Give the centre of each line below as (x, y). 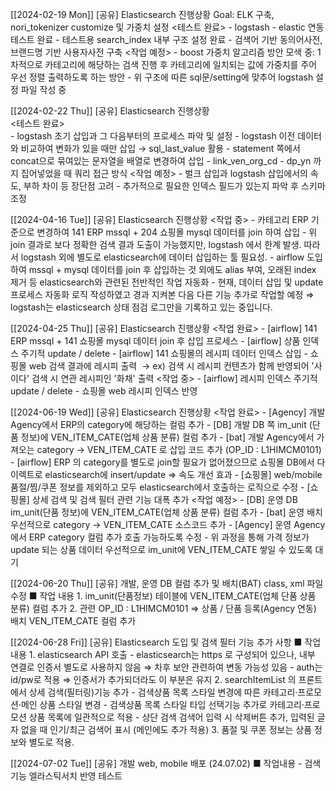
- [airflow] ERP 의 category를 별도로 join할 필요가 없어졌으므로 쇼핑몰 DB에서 (162, 462)
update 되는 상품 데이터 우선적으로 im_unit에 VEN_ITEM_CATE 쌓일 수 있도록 (161, 549)
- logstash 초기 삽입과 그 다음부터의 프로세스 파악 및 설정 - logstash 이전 (153, 136)
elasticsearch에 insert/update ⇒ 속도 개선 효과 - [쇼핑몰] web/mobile (183, 474)
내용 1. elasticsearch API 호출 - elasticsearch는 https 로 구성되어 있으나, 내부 (163, 654)
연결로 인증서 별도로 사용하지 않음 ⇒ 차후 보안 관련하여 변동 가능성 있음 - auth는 (166, 667)
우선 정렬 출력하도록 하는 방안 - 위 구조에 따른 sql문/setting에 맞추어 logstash (162, 77)
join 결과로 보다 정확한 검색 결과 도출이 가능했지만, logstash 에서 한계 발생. (156, 244)
